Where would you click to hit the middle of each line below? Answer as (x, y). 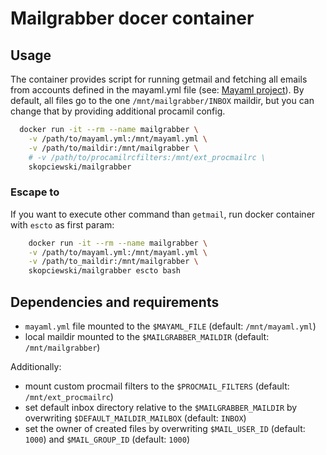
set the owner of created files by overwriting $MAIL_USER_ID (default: (165, 428)
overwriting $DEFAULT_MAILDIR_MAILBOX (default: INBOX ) (135, 418)
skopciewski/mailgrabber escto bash (105, 271)
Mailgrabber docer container (132, 18)
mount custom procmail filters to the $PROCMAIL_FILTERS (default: (157, 386)
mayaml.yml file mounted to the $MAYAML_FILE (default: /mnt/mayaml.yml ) (170, 326)
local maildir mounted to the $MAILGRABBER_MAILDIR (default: (147, 336)
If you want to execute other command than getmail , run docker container (163, 214)
